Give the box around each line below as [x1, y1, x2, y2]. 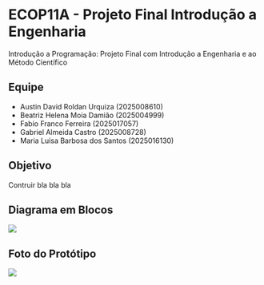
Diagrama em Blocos [8, 203, 114, 216]
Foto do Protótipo [8, 247, 97, 260]
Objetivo [8, 159, 52, 172]
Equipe [8, 81, 44, 94]
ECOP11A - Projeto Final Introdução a [8, 6, 258, 24]
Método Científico [8, 57, 68, 67]
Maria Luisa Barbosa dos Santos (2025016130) [19, 136, 174, 145]
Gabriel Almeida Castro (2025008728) [19, 127, 146, 137]
